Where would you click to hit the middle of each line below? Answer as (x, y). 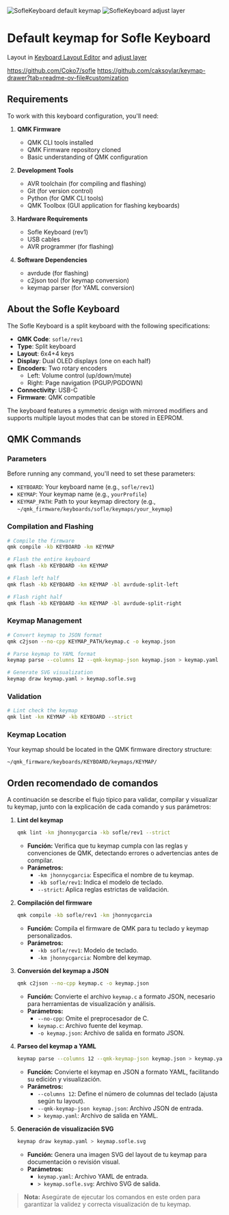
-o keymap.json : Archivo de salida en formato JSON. (111, 1033)
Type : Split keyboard (46, 346)
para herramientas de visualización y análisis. (91, 1003)
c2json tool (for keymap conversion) (78, 280)
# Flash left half (33, 578)
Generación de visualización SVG (65, 1129)
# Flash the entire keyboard (49, 560)
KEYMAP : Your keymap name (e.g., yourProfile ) (82, 494)
